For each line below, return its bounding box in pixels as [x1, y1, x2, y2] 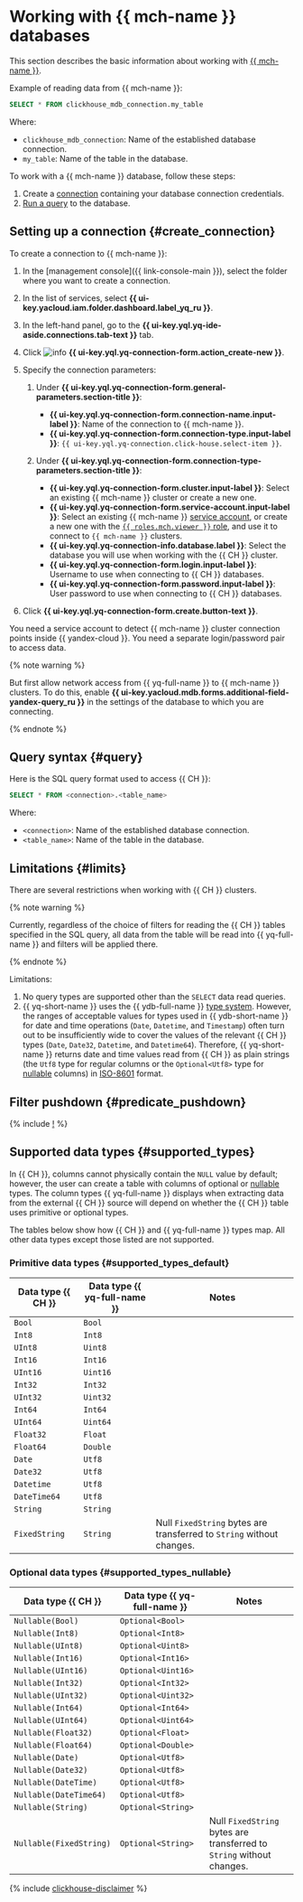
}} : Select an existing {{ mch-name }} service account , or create [49, 511, 289, 521]
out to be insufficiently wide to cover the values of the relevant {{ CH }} [22, 1030, 287, 1041]
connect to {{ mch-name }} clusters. [49, 530, 183, 541]
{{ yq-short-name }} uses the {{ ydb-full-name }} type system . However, [22, 1001, 291, 1012]
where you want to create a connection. [22, 275, 171, 286]
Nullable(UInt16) [14, 1665, 88, 1676]
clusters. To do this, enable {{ [9, 687, 120, 698]
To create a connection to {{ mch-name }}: [9, 248, 168, 258]
